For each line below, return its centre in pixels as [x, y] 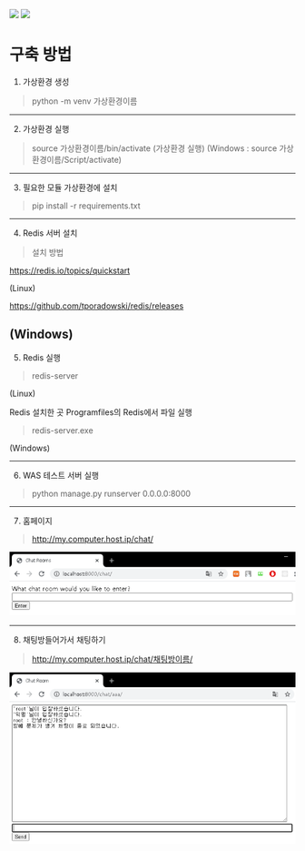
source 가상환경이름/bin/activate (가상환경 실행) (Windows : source [154, 148]
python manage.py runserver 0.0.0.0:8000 [111, 493]
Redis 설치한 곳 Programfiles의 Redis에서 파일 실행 [101, 412]
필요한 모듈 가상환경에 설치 [70, 187]
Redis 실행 [41, 357]
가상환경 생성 [46, 81]
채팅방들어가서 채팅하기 [64, 640]
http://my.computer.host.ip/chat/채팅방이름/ [112, 659]
